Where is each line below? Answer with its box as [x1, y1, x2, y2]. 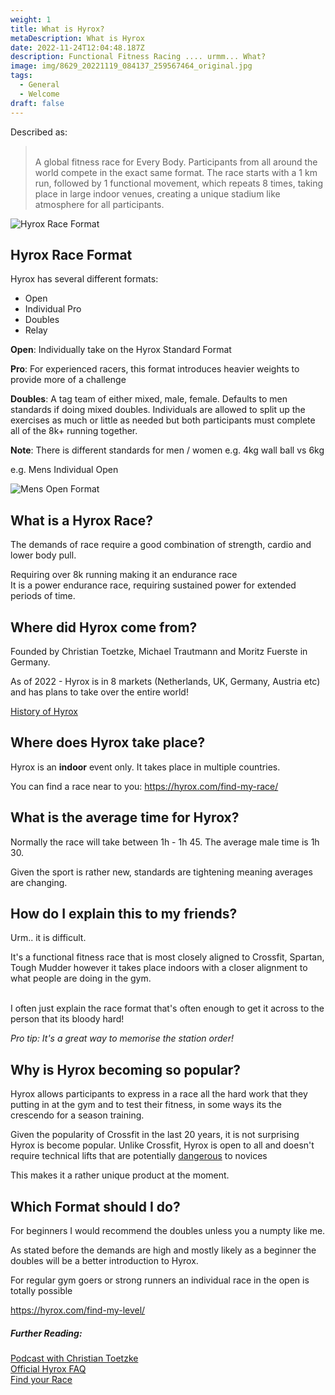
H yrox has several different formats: [10, 273, 159, 285]
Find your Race [10, 1373, 73, 1385]
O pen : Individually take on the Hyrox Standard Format [10, 344, 232, 356]
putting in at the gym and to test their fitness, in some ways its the [10, 1099, 282, 1111]
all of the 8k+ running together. [10, 425, 138, 437]
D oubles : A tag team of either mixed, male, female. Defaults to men [10, 393, 288, 405]
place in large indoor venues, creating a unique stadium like [34, 187, 281, 200]
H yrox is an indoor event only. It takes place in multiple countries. [10, 761, 281, 773]
